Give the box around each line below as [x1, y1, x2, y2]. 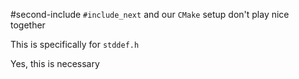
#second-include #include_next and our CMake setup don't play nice [10, 9, 290, 20]
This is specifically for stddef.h [10, 39, 140, 50]
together [10, 19, 46, 31]
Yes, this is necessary [10, 58, 100, 69]
